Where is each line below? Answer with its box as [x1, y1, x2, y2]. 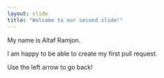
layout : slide [7, 10, 49, 17]
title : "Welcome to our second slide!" [7, 17, 124, 24]
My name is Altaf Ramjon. [7, 36, 81, 44]
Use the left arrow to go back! [7, 63, 93, 71]
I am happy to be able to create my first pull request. [7, 49, 158, 58]
